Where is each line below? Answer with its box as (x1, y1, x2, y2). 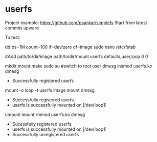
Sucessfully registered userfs (12, 121, 72, 127)
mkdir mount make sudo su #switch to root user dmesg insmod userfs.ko (5, 63, 153, 69)
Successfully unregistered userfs (12, 131, 79, 137)
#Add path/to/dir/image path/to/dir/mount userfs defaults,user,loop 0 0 (5, 53, 148, 59)
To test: (5, 34, 21, 40)
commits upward (5, 25, 39, 30)
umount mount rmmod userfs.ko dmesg (5, 112, 85, 117)
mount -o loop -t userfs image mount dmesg (5, 87, 95, 93)
